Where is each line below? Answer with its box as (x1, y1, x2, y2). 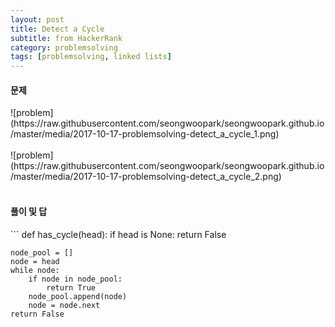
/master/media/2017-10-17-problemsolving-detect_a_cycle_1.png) (10, 128, 280, 140)
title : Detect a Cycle (10, 24, 105, 34)
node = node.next (28, 300, 101, 310)
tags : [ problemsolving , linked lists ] (10, 52, 172, 62)
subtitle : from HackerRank (10, 33, 123, 43)
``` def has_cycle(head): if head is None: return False (10, 228, 227, 240)
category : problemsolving (10, 42, 118, 53)
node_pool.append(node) (28, 291, 128, 301)
